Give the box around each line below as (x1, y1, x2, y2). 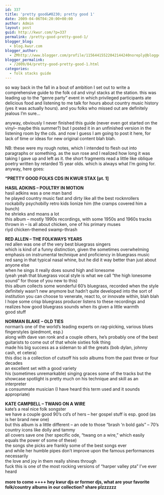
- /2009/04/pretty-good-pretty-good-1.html (9, 62, 99, 67)
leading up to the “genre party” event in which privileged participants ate (5, 95, 151, 100)
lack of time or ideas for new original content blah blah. (5, 135, 116, 141)
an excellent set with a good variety (5, 365, 77, 371)
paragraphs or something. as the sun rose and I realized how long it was (5, 150, 150, 156)
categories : (5, 67, 29, 72)
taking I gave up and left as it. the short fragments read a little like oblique (5, 155, 153, 161)
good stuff (5, 309, 26, 315)
